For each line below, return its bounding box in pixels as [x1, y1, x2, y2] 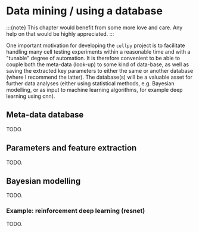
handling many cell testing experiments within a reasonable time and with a [6, 48, 191, 55]
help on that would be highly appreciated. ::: [6, 30, 114, 37]
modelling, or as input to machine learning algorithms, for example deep [6, 86, 183, 93]
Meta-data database [6, 110, 84, 120]
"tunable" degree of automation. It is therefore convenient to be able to [6, 54, 181, 61]
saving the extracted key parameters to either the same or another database [6, 67, 194, 74]
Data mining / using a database [6, 4, 163, 18]
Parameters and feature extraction [6, 143, 137, 153]
